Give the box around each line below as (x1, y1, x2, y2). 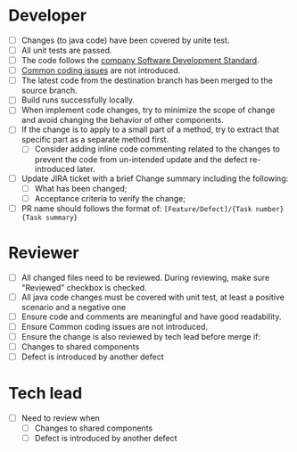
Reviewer (8, 242, 79, 263)
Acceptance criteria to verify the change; (34, 193, 186, 203)
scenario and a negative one (21, 301, 127, 312)
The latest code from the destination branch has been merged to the (21, 75, 273, 86)
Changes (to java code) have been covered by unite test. (21, 35, 230, 45)
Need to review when (21, 413, 100, 423)
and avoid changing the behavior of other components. (21, 115, 224, 126)
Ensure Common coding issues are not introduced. (21, 321, 209, 332)
